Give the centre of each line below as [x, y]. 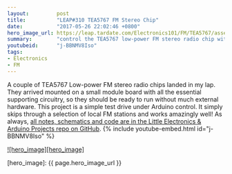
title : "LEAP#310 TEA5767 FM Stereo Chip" [83, 20]
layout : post [38, 13]
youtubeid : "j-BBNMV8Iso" [52, 46]
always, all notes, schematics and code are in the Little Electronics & [104, 121]
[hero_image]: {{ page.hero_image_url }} [65, 162]
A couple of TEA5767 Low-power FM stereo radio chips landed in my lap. [112, 84]
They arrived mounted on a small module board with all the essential [104, 92]
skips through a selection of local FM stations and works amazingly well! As [115, 114]
